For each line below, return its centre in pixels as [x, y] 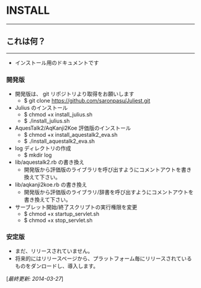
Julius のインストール [41, 108]
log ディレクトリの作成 [43, 148]
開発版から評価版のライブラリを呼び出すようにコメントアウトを [102, 170]
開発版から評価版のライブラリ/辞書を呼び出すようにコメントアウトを [109, 192]
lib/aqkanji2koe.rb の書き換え [51, 185]
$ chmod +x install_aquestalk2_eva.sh [71, 135]
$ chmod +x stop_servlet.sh [58, 220]
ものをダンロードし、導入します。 [57, 266]
